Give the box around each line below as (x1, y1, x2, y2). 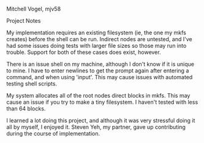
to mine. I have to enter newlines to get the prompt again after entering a (6, 67, 189, 74)
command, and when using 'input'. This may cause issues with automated (6, 74, 193, 80)
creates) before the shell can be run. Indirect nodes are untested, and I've (6, 36, 192, 42)
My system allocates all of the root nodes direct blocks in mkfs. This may (6, 92, 191, 99)
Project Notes (6, 17, 41, 24)
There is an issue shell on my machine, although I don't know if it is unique (6, 61, 195, 68)
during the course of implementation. (6, 130, 100, 137)
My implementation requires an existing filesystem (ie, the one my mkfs (6, 29, 187, 36)
